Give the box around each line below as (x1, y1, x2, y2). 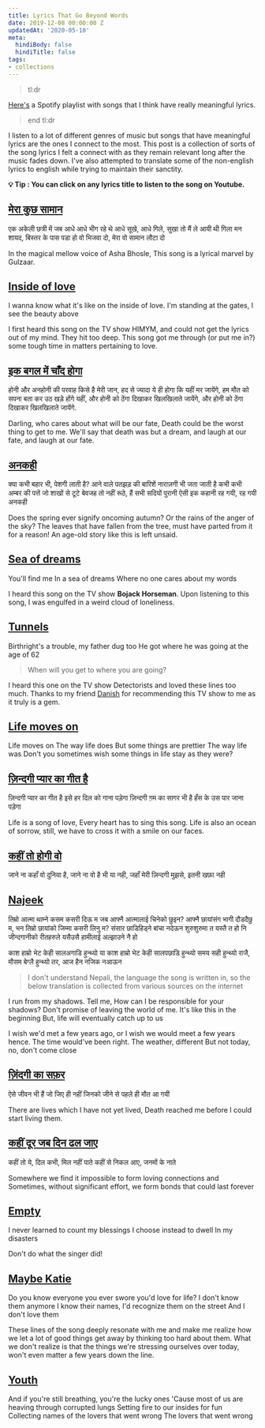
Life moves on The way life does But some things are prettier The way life (8, 740, 247, 751)
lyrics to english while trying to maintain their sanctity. (8, 164, 184, 174)
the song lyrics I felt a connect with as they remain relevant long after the (8, 147, 246, 156)
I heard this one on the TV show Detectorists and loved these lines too (8, 680, 237, 690)
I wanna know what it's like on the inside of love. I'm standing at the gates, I (8, 301, 254, 311)
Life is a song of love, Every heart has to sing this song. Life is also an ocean (8, 818, 256, 827)
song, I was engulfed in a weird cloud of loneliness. (8, 597, 175, 607)
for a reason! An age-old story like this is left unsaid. (8, 530, 178, 539)
